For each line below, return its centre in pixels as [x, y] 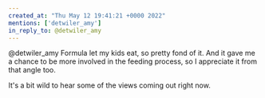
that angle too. [32, 70]
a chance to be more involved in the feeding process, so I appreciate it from [133, 61]
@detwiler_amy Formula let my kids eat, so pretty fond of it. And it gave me [132, 53]
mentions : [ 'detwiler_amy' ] [55, 23]
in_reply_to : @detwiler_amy [55, 30]
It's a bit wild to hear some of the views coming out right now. [110, 85]
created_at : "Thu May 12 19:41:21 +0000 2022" [87, 16]
